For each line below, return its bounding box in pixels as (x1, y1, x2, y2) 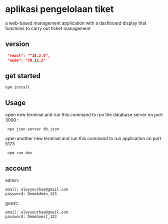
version (5, 40, 29, 48)
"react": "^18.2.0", (7, 53, 50, 58)
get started (5, 71, 41, 80)
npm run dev (7, 150, 32, 155)
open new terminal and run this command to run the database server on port (5, 111, 163, 118)
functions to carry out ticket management (5, 25, 91, 31)
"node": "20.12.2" (7, 57, 46, 63)
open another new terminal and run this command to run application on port (5, 135, 161, 141)
